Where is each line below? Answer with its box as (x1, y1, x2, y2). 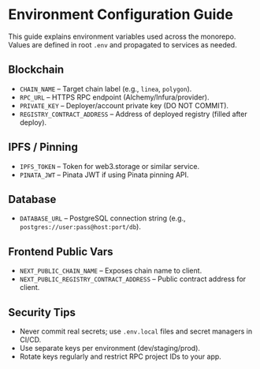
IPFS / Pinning (8, 141, 79, 154)
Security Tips (8, 306, 76, 319)
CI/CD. (19, 335, 42, 345)
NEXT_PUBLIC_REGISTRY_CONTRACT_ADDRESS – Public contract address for (19, 274, 247, 284)
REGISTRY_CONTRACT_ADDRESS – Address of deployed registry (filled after (19, 109, 247, 119)
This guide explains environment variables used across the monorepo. (8, 32, 236, 41)
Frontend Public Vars (8, 245, 113, 258)
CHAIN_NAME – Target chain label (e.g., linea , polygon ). (19, 84, 192, 93)
